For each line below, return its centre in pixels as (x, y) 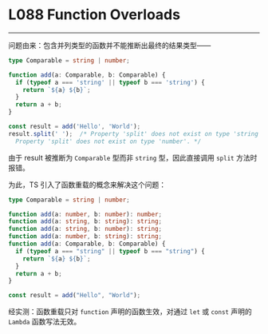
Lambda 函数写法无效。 (45, 322)
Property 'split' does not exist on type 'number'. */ (108, 141)
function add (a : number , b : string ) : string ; (85, 237)
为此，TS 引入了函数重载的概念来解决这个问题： (87, 185)
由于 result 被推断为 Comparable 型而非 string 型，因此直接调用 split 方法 (129, 157)
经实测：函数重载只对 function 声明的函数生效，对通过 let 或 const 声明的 (130, 312)
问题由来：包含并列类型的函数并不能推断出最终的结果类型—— (110, 45)
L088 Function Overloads (95, 15)
